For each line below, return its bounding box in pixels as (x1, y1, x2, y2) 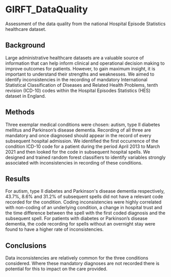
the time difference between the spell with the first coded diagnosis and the (5, 210, 166, 216)
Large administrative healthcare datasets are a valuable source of (5, 54, 144, 61)
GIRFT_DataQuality (5, 4, 88, 15)
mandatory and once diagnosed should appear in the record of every (5, 132, 151, 138)
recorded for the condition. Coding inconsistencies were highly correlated (5, 199, 162, 205)
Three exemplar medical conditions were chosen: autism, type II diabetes (5, 121, 160, 127)
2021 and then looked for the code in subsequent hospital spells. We (5, 149, 150, 155)
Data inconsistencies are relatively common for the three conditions (5, 255, 148, 261)
